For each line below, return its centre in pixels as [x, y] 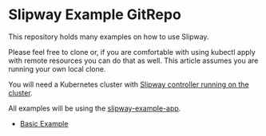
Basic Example [44, 123]
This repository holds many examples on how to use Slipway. [109, 37]
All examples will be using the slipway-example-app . [95, 108]
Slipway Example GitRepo [95, 15]
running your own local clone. [57, 68]
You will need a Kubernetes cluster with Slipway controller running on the [129, 84]
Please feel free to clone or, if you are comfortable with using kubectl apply [132, 52]
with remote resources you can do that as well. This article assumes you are [133, 60]
